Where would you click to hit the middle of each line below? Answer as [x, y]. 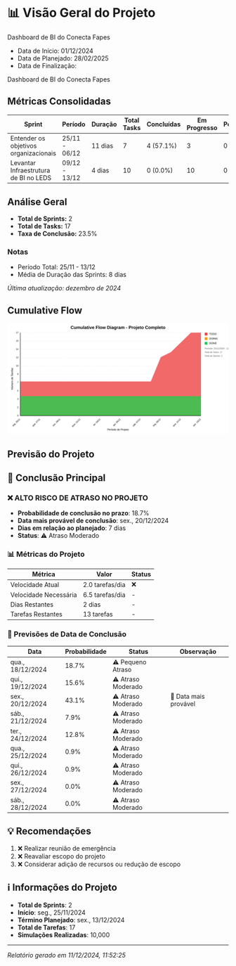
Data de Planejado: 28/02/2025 [63, 58]
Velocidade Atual [35, 584]
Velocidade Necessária [44, 595]
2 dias [92, 604]
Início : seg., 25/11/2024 [52, 912]
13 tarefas [98, 614]
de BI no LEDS [31, 178]
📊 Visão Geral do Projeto [81, 13]
